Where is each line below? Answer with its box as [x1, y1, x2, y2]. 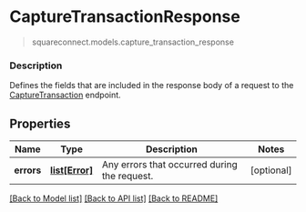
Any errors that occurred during [101, 158, 239, 171]
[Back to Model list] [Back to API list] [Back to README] [9, 193, 219, 204]
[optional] [250, 164, 292, 177]
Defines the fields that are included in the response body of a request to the [9, 80, 294, 91]
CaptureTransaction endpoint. [9, 89, 121, 101]
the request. [101, 170, 154, 183]
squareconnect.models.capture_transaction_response [31, 36, 235, 47]
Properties [9, 116, 71, 131]
